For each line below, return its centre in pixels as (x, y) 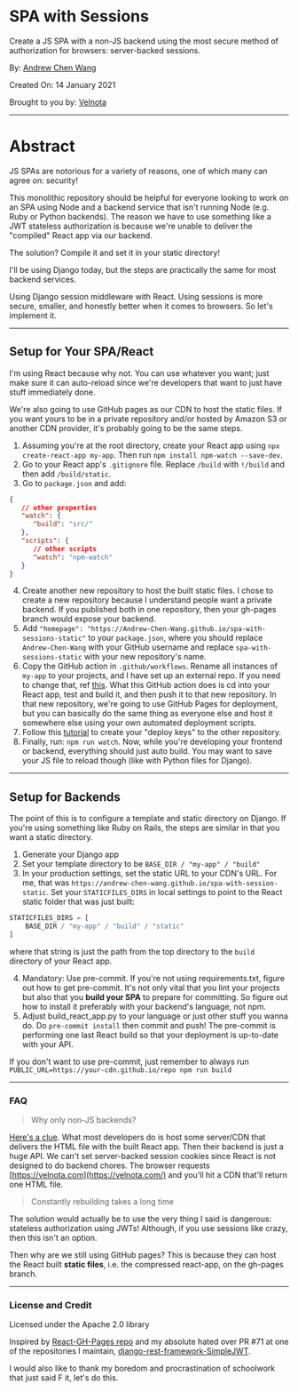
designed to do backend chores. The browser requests (110, 1165)
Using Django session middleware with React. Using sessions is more (136, 296)
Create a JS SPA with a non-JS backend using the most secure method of (144, 41)
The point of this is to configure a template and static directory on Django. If (148, 819)
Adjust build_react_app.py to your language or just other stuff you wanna (155, 1016)
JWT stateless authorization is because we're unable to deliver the (131, 226)
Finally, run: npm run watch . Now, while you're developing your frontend (152, 742)
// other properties (59, 508)
